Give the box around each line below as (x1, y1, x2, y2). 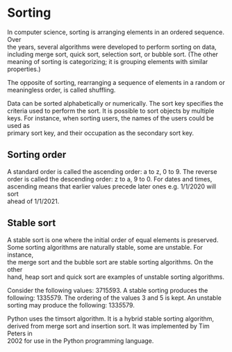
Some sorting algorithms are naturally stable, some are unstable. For (7, 243, 204, 251)
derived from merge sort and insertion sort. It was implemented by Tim (7, 321, 210, 330)
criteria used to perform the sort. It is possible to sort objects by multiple (7, 106, 215, 115)
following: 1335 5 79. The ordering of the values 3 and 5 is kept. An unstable (7, 294, 222, 302)
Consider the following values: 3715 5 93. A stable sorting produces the (7, 286, 208, 294)
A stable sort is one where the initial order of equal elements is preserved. (7, 235, 219, 244)
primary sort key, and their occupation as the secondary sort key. (7, 129, 194, 137)
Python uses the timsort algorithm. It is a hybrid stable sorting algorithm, (7, 314, 214, 323)
